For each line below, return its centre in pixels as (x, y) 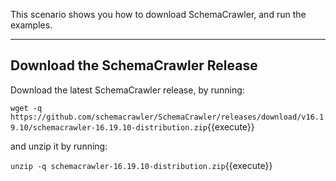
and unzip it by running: (59, 146)
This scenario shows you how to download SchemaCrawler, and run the (158, 14)
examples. (31, 25)
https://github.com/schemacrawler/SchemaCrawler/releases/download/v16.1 (167, 117)
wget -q (26, 108)
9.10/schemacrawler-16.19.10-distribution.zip (109, 127)
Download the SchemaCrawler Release (134, 65)
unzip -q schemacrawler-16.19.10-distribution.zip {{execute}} (141, 165)
